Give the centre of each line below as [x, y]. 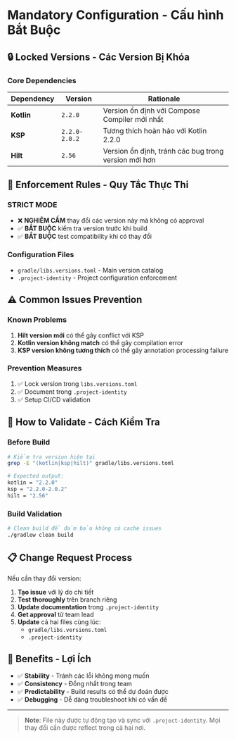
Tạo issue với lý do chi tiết [55, 592]
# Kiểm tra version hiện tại [52, 457]
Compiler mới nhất [133, 119]
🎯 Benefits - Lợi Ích [49, 659]
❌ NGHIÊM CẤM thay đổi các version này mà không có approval [111, 220]
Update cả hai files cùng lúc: [59, 622]
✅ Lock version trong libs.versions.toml [77, 383]
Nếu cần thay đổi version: [45, 578]
